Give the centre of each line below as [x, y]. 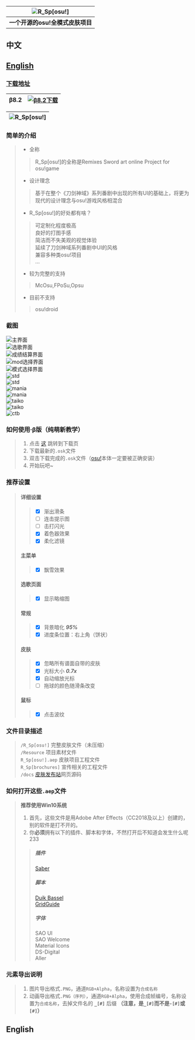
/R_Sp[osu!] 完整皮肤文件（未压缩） [64, 745]
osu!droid [47, 309]
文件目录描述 [24, 731]
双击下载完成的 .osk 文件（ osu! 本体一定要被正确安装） [93, 458]
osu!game [47, 169]
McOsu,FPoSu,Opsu [59, 285]
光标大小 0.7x [60, 671]
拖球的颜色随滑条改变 [69, 685]
